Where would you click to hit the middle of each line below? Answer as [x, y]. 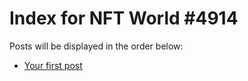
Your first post [53, 65]
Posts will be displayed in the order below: [96, 46]
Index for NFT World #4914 [124, 18]
